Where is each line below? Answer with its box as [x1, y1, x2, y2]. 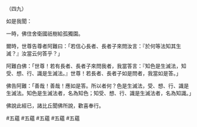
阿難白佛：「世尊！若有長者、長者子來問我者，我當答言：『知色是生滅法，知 [6, 62, 186, 69]
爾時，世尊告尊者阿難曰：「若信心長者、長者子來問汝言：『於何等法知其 [6, 43, 176, 49]
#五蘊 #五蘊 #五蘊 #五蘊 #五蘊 [6, 115, 81, 122]
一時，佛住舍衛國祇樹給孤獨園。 [6, 30, 84, 37]
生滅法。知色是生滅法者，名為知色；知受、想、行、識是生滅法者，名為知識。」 [6, 90, 194, 96]
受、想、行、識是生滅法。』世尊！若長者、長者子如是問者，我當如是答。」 [6, 70, 181, 76]
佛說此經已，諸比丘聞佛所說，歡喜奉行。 [6, 102, 104, 109]
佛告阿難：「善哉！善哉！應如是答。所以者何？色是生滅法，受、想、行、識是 [6, 82, 189, 89]
